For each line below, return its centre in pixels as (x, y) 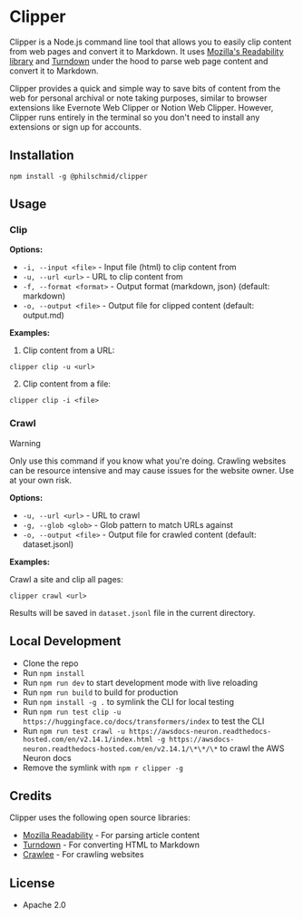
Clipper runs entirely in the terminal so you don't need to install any (135, 117)
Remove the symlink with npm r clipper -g (103, 767)
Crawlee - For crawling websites (83, 855)
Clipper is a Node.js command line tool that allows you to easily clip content (151, 42)
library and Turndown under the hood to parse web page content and (139, 61)
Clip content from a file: (67, 384)
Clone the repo (50, 663)
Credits (31, 796)
